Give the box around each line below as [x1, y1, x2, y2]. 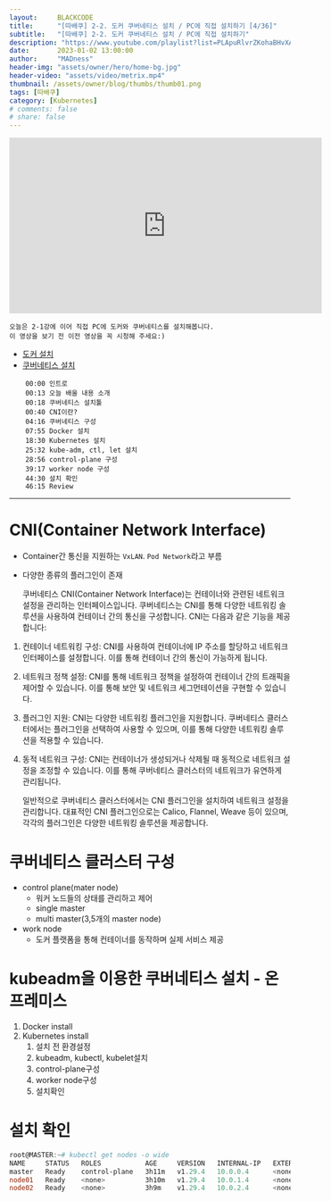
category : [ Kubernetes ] [9, 96, 98, 105]
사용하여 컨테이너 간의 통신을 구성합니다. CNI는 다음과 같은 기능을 [46, 611, 275, 621]
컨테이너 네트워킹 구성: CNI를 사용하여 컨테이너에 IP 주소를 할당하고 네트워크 [21, 641, 288, 652]
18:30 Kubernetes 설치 [25, 437, 106, 446]
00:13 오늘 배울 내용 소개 [25, 389, 111, 398]
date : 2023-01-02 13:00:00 [9, 46, 134, 55]
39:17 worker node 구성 [25, 465, 110, 474]
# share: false [9, 113, 66, 121]
